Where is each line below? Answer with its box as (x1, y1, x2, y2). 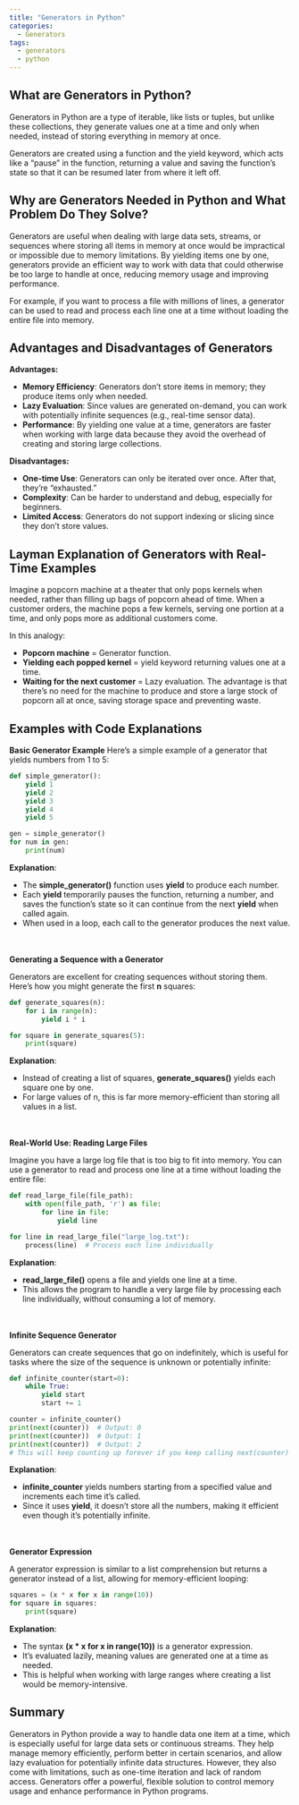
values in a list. (21, 1102, 78, 1112)
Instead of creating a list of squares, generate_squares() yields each (21, 1073, 277, 1084)
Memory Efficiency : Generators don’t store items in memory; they (21, 381, 266, 392)
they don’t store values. (21, 521, 109, 532)
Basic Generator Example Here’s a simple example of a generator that (9, 745, 268, 756)
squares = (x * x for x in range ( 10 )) (9, 1590, 154, 1600)
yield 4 (25, 805, 54, 814)
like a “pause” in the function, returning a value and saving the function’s (9, 158, 277, 168)
